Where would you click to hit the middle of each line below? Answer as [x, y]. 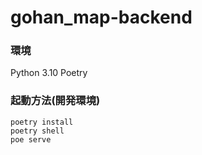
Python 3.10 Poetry [49, 73]
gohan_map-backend [101, 17]
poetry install [42, 122]
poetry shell [37, 131]
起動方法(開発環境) [55, 101]
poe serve [31, 139]
